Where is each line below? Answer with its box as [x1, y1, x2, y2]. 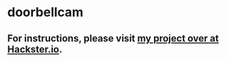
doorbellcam [7, 4, 83, 20]
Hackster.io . [7, 43, 63, 55]
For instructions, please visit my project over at [7, 32, 219, 44]
